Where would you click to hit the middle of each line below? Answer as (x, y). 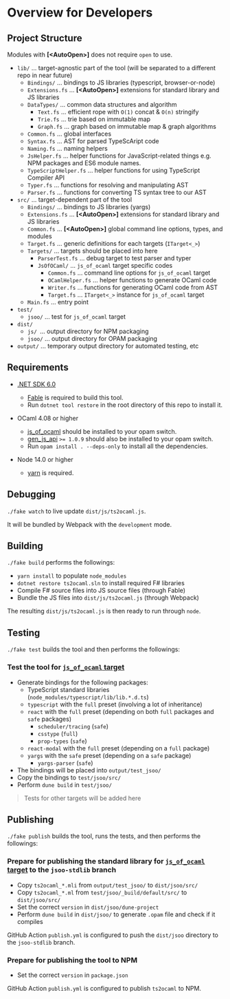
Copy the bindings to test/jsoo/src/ (69, 777)
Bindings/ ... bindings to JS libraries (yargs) (89, 207)
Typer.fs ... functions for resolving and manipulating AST (108, 185)
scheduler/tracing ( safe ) (73, 726)
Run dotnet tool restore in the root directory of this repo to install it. (125, 405)
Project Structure (45, 38)
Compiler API (46, 178)
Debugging (32, 495)
